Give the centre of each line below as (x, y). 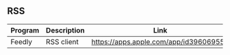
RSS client (62, 41)
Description (65, 30)
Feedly (22, 41)
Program (25, 30)
